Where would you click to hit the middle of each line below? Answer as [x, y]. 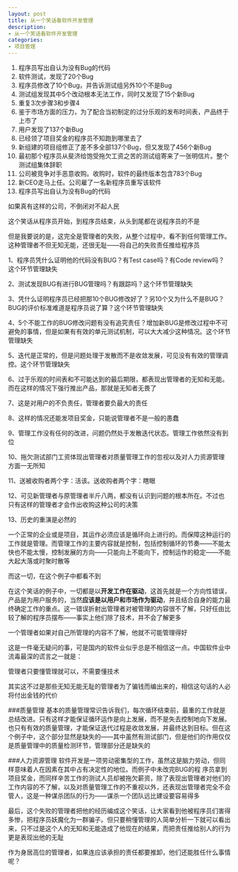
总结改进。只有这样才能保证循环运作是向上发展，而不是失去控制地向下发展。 [119, 719]
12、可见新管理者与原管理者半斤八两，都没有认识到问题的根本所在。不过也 [117, 496]
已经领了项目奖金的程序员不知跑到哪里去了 [80, 138]
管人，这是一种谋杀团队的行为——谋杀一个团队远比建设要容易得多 [104, 796]
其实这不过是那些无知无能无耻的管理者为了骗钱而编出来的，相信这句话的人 [116, 686]
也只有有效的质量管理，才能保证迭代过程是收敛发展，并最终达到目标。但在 [116, 728]
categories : [25, 40]
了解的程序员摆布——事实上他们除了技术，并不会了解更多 [97, 617]
